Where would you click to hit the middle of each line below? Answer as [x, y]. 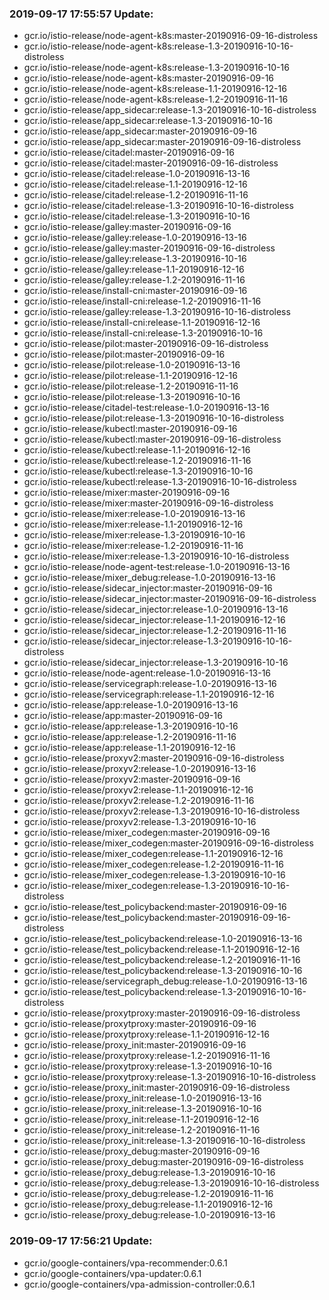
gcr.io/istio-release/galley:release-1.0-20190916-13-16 [135, 238]
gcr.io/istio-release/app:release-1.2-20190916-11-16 [130, 737]
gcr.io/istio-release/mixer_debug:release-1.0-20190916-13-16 [149, 578]
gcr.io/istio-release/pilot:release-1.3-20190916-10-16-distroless [154, 418]
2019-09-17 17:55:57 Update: [81, 14]
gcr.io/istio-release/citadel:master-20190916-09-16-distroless [151, 163]
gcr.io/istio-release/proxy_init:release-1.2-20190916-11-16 [142, 1130]
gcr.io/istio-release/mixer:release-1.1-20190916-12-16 [133, 524]
